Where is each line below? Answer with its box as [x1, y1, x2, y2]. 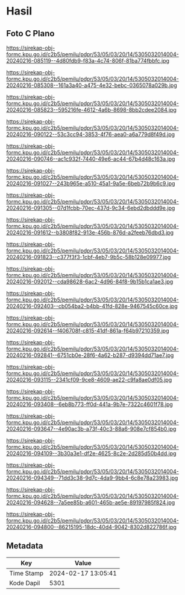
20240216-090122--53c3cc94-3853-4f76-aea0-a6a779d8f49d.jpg [6, 131, 175, 138]
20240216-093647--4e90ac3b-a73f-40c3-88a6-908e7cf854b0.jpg [6, 425, 177, 433]
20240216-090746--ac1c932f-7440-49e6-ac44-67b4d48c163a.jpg [6, 155, 175, 162]
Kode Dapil [9, 579, 40, 587]
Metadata [6, 541, 43, 551]
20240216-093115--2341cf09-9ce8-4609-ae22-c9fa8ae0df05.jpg [6, 376, 172, 383]
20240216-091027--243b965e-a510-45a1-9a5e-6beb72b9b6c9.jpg [6, 180, 175, 187]
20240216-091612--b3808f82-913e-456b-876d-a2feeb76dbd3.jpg [6, 229, 174, 236]
